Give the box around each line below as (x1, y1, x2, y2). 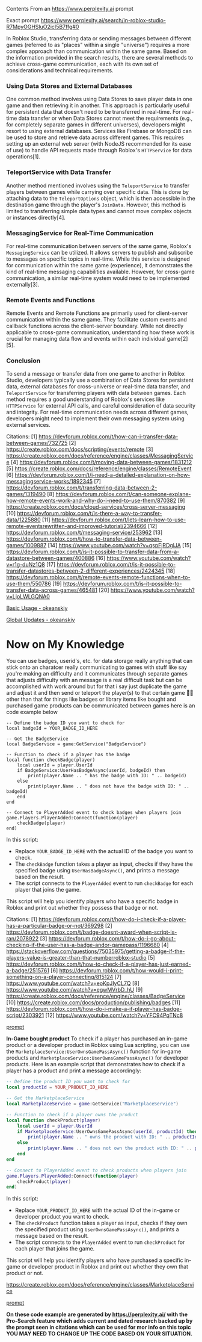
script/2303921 (6, 1011, 44, 1019)
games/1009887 (6, 542, 47, 549)
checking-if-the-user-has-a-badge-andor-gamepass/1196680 (6, 942, 161, 949)
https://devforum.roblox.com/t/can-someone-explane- (55, 491, 191, 498)
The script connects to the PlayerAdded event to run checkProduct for (14, 1238, 185, 1246)
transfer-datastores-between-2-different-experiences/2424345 (6, 567, 165, 574)
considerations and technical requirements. (6, 67, 114, 74)
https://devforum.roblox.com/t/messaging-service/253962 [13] (6, 529, 163, 536)
